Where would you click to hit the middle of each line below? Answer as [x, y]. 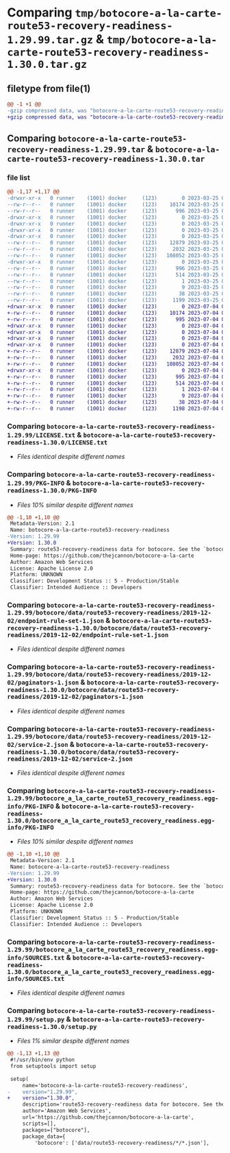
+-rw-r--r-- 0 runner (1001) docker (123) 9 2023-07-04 [113, 396]
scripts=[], [39, 1124]
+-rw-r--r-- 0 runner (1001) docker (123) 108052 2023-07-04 [113, 364]
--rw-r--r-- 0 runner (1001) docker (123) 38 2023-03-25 [113, 294]
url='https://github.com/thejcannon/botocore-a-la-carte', [108, 1117]
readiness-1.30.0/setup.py [52, 1026]
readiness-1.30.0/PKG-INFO [52, 491]
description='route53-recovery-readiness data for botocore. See [117, 1105]
